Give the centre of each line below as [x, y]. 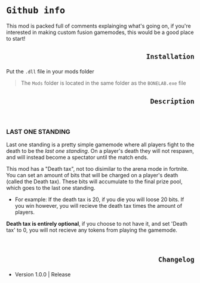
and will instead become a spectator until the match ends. [77, 158]
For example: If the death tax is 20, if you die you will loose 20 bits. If [99, 199]
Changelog [176, 260]
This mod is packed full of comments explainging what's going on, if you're [99, 26]
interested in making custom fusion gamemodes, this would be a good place [100, 32]
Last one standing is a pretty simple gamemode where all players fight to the [100, 144]
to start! [16, 38]
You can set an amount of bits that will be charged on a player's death [92, 176]
